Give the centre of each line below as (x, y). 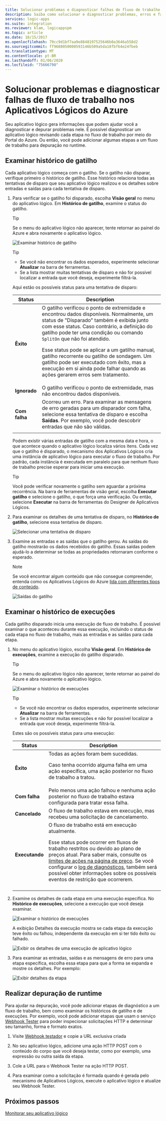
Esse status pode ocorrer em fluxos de (93, 842)
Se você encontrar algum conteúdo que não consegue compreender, (83, 576)
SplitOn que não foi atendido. (76, 339)
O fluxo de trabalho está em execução (93, 825)
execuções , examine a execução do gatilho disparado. (68, 655)
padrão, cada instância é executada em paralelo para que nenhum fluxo (85, 461)
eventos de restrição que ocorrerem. (91, 879)
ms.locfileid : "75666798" (32, 65)
